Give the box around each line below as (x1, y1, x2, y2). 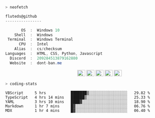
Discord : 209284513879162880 (10, 55, 78, 61)
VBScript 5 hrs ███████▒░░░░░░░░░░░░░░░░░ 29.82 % (5, 90, 150, 95)
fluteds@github (5, 14, 37, 19)
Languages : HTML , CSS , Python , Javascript (5, 51, 102, 56)
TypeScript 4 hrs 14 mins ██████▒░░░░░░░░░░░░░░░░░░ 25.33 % (5, 95, 150, 100)
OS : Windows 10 (21, 28, 60, 33)
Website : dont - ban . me (10, 61, 62, 66)
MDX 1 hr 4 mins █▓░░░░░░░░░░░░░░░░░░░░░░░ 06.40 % (5, 108, 150, 113)
